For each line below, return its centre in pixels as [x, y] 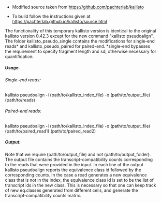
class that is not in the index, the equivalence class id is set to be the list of [79, 180]
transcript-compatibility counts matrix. [43, 195]
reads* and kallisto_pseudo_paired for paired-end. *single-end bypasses [78, 46]
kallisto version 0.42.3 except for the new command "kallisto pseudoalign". [80, 36]
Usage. [13, 68]
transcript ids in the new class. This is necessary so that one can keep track [80, 185]
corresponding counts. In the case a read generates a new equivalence [76, 175]
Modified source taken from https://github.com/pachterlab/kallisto [78, 7]
